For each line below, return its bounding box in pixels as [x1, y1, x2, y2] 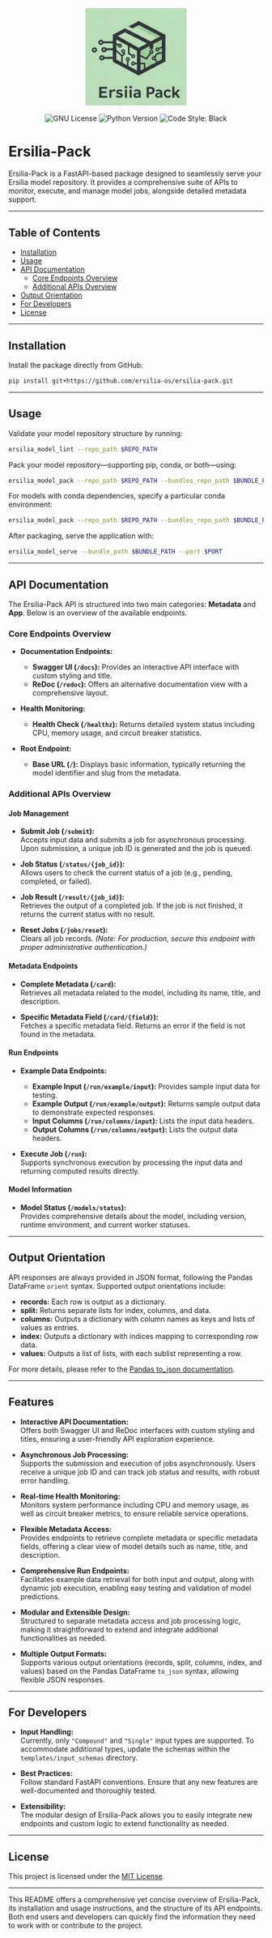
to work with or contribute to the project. [8, 1921, 144, 1931]
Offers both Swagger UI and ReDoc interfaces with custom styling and [19, 1425, 255, 1435]
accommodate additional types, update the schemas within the [19, 1744, 231, 1754]
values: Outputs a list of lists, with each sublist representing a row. [19, 1348, 243, 1358]
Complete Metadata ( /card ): [19, 979, 117, 989]
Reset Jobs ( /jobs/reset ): [19, 925, 108, 935]
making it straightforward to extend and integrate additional [19, 1624, 219, 1634]
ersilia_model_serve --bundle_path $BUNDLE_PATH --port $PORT [8, 548, 223, 556]
